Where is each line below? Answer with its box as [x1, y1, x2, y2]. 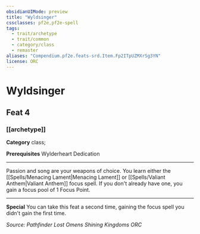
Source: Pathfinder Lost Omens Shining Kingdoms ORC [6, 221, 142, 229]
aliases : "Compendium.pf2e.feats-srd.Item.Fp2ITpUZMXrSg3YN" [6, 53, 161, 59]
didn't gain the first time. [6, 210, 67, 217]
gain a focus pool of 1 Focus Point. [6, 186, 90, 194]
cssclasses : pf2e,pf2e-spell [6, 20, 79, 26]
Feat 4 [6, 107, 30, 118]
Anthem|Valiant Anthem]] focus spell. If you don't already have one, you [6, 180, 183, 187]
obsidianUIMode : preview [6, 8, 68, 15]
